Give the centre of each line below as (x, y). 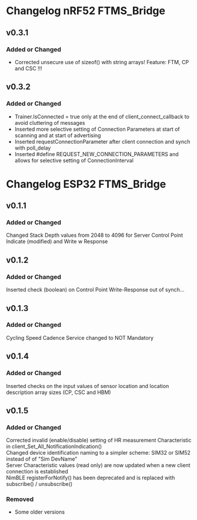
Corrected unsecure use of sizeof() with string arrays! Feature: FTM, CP (102, 62)
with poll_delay (33, 148)
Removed (20, 499)
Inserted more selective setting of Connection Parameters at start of (97, 129)
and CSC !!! (28, 68)
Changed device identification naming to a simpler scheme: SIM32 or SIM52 (98, 453)
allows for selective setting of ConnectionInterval (74, 160)
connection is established (37, 472)
